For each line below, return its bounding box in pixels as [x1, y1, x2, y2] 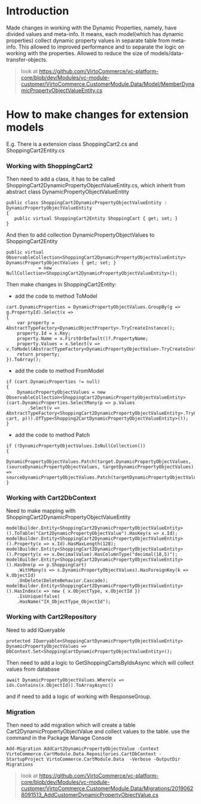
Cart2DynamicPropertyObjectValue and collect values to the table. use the [6, 728, 190, 735]
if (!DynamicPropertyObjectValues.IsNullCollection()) [6, 443, 146, 449]
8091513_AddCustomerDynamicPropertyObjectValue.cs [20, 791, 159, 799]
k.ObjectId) [6, 572, 36, 579]
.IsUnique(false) [17, 593, 60, 600]
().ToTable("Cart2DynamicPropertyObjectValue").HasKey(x [6, 530, 151, 537]
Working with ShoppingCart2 [6, 162, 93, 170]
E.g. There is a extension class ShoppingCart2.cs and [6, 140, 138, 148]
